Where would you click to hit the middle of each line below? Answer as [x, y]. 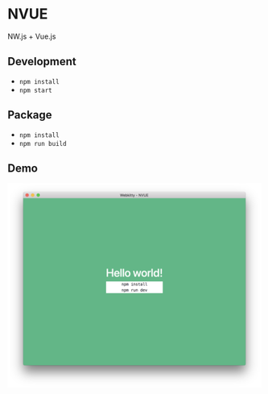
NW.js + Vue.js [32, 36]
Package [30, 115]
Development [42, 62]
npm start [36, 90]
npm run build [43, 143]
